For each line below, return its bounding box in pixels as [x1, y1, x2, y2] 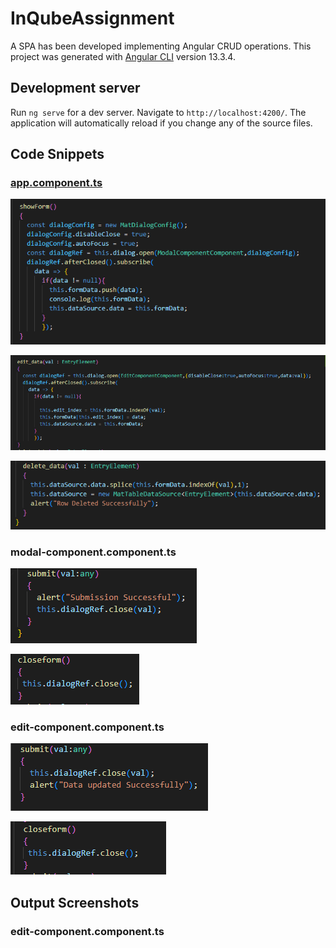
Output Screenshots [10, 894, 140, 911]
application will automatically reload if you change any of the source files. [10, 117, 313, 129]
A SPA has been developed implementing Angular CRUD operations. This [10, 40, 312, 52]
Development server [10, 80, 141, 97]
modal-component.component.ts [10, 545, 177, 559]
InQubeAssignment [10, 7, 175, 30]
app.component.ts [10, 176, 103, 190]
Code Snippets [10, 146, 105, 163]
